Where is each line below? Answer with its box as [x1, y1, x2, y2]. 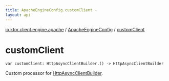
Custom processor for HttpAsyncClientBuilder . [5, 70, 103, 76]
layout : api [5, 12, 31, 17]
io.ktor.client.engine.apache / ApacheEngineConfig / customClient [5, 26, 145, 32]
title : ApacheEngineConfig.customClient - [5, 7, 97, 13]
